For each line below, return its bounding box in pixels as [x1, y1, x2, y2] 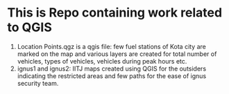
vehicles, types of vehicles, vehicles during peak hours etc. [17, 57, 187, 65]
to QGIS [7, 19, 52, 35]
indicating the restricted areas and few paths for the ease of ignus [17, 71, 207, 80]
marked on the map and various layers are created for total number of [17, 50, 217, 58]
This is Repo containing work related [7, 5, 223, 21]
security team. [17, 79, 59, 87]
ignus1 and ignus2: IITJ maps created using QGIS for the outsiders [17, 64, 207, 73]
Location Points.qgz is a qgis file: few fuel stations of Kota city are [17, 42, 206, 50]
